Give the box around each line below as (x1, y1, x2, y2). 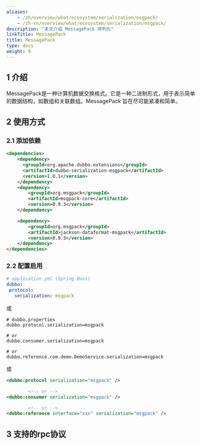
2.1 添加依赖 (6, 136, 41, 144)
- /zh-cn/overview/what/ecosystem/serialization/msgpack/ (17, 20, 166, 26)
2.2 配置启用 (6, 262, 43, 270)
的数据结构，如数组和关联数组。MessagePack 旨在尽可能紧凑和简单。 (6, 97, 181, 104)
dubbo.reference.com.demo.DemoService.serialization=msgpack (6, 353, 164, 360)
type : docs (6, 43, 34, 49)
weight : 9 (6, 49, 31, 55)
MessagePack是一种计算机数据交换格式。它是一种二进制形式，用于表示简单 (6, 89, 196, 97)
